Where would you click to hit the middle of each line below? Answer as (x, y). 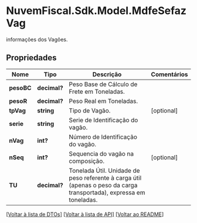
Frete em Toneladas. (97, 91)
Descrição (107, 74)
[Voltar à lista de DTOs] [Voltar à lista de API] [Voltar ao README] (85, 214)
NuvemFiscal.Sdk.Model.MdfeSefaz (96, 11)
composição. (86, 161)
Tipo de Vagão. (90, 111)
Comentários (169, 74)
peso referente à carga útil (105, 178)
